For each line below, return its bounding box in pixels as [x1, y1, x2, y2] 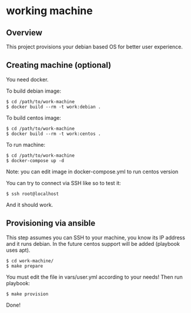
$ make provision [6, 291, 49, 297]
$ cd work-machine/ [6, 258, 54, 263]
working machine [6, 4, 93, 18]
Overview [6, 28, 43, 38]
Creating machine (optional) [6, 60, 112, 70]
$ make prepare [6, 263, 43, 269]
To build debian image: [6, 87, 62, 94]
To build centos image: [6, 114, 62, 121]
